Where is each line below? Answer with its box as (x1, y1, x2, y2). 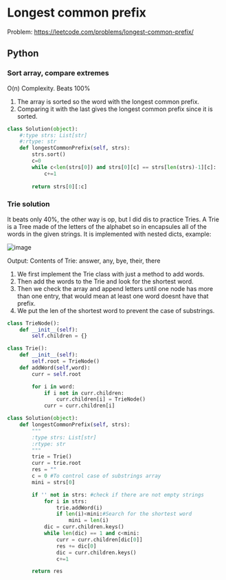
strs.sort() (32, 151, 67, 158)
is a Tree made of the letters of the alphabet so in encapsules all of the (7, 222, 207, 230)
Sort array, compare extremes (7, 68, 109, 78)
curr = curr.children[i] (43, 402, 115, 410)
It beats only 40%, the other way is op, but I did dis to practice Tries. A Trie (7, 215, 220, 223)
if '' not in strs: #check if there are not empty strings (32, 491, 205, 498)
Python (7, 48, 39, 59)
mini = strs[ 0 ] (32, 479, 76, 486)
